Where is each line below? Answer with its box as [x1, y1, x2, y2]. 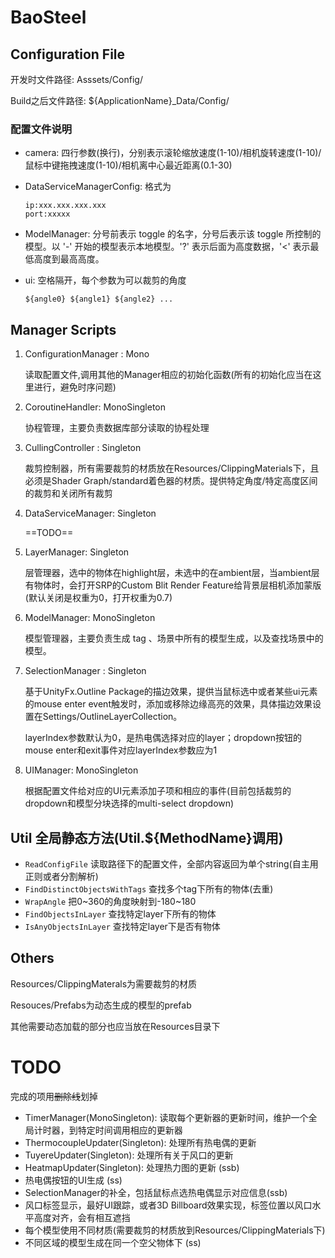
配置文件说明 [10, 122, 73, 136]
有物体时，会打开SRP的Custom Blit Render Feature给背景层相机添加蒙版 [24, 579, 322, 591]
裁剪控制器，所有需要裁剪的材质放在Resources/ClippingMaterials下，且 [24, 462, 320, 475]
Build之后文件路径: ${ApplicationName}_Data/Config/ [10, 95, 230, 106]
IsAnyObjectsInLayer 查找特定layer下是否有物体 [24, 920, 221, 932]
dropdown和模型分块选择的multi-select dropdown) [24, 797, 235, 810]
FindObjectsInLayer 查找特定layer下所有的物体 [24, 907, 217, 920]
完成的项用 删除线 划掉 [10, 1090, 98, 1102]
